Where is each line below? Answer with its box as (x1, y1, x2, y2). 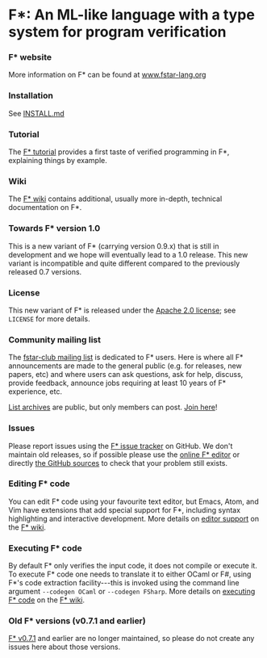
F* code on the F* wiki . (8, 595, 86, 605)
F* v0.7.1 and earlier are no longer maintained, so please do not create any (8, 634, 255, 643)
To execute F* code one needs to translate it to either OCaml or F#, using (8, 569, 252, 579)
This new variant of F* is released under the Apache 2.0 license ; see (8, 305, 236, 315)
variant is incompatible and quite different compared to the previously (8, 258, 240, 268)
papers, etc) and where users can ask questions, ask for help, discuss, (8, 370, 244, 379)
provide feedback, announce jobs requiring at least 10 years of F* (8, 378, 227, 388)
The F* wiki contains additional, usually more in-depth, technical (8, 194, 223, 203)
